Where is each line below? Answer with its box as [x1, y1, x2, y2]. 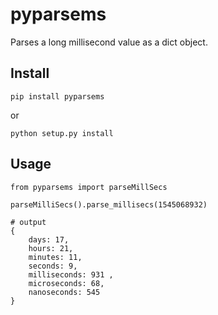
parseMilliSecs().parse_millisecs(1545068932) [10, 199, 208, 210]
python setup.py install [10, 128, 114, 138]
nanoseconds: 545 [28, 287, 101, 297]
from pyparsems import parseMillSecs [10, 182, 168, 192]
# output [10, 217, 47, 227]
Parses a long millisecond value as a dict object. [10, 36, 208, 48]
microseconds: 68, [28, 278, 105, 288]
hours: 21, [28, 243, 74, 253]
